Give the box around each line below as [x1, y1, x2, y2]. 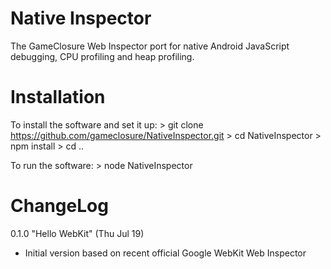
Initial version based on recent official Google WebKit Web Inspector [24, 247, 307, 259]
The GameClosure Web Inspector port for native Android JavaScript [10, 40, 290, 52]
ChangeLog [10, 195, 109, 217]
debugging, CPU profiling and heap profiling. [10, 50, 195, 62]
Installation [10, 86, 106, 109]
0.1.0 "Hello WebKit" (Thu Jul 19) [10, 227, 145, 239]
